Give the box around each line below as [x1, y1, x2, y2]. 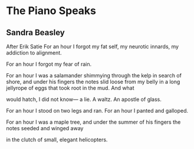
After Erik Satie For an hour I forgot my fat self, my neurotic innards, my [6, 43, 179, 50]
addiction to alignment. [6, 49, 62, 56]
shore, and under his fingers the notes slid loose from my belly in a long [6, 78, 180, 85]
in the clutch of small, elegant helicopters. [6, 136, 108, 143]
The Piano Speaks [6, 4, 96, 18]
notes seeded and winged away [6, 125, 84, 131]
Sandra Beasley [6, 28, 65, 38]
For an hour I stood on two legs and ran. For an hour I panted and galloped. [6, 107, 189, 114]
